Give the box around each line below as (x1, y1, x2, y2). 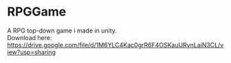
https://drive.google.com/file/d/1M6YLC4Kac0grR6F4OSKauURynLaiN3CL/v (7, 41, 224, 49)
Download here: (7, 33, 52, 41)
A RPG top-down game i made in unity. (7, 26, 117, 35)
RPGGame (7, 4, 67, 20)
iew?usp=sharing (7, 48, 56, 56)
